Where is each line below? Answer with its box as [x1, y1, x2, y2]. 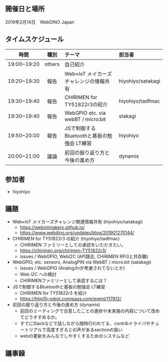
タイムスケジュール [5, 35, 64, 44]
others [44, 61, 60, 68]
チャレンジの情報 [64, 78, 105, 85]
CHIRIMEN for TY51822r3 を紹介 [19, 290, 87, 296]
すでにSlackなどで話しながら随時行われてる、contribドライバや [19, 320, 151, 326]
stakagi [118, 112, 136, 119]
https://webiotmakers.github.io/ [19, 224, 85, 230]
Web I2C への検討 [19, 271, 56, 277]
